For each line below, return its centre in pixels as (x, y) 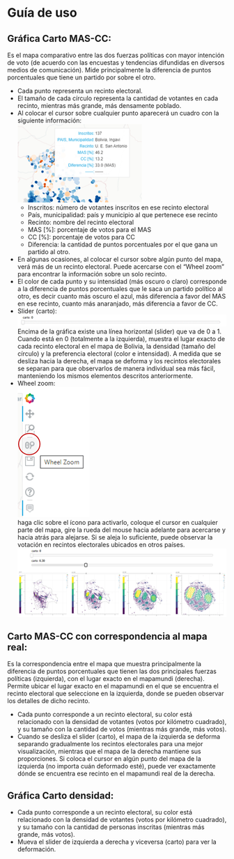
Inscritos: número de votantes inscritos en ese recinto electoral (118, 207)
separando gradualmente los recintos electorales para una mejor (110, 744)
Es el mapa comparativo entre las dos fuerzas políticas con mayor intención (116, 55)
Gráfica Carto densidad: (61, 795)
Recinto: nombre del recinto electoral (81, 222)
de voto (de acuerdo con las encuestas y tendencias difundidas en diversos (116, 63)
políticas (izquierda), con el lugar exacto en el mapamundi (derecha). (106, 679)
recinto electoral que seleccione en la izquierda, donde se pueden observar (116, 693)
